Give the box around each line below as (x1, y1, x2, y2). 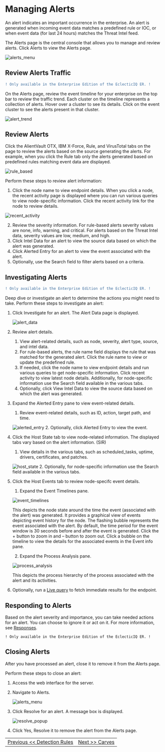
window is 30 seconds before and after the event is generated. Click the (12, 528, 159, 534)
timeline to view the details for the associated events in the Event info (12, 538, 153, 544)
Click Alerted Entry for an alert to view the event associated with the (12, 249, 151, 254)
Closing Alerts (5, 648, 50, 656)
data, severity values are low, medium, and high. (12, 233, 111, 239)
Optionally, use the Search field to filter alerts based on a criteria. (12, 259, 144, 265)
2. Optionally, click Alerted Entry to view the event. (45, 425, 148, 431)
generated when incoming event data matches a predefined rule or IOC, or (5, 25, 157, 31)
